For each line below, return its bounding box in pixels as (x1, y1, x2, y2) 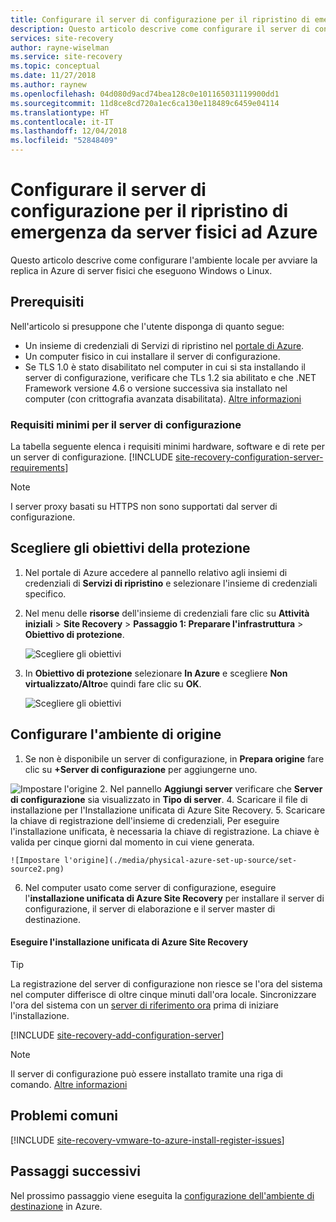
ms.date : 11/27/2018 (10, 71, 97, 81)
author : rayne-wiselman (10, 42, 110, 53)
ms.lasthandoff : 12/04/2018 (10, 126, 128, 136)
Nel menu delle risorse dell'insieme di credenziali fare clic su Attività (24, 607, 310, 619)
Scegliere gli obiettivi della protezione (10, 540, 251, 557)
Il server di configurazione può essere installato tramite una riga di (10, 1067, 283, 1080)
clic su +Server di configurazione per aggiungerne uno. (24, 763, 258, 775)
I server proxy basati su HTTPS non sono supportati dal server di (10, 501, 278, 513)
